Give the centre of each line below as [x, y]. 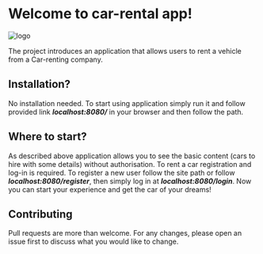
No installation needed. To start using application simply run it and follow [127, 103]
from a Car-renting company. [55, 59]
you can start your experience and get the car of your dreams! [110, 189]
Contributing [40, 214]
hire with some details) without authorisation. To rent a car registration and [130, 164]
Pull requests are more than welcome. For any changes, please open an [125, 233]
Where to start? [48, 136]
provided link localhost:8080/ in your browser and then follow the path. [126, 112]
